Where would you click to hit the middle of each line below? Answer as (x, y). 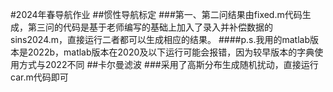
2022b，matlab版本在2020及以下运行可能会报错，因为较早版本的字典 (171, 52)
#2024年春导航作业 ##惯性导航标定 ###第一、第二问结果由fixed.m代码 (156, 14)
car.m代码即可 (39, 77)
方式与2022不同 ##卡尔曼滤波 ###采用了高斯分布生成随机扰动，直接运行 (168, 64)
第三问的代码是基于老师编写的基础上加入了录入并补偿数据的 (150, 27)
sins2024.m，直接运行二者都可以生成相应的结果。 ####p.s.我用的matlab (160, 39)
